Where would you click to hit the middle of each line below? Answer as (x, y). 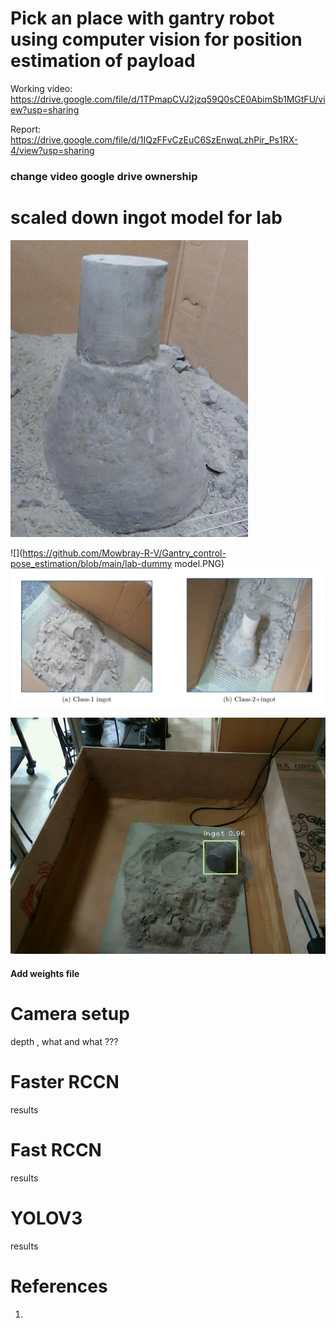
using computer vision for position (156, 39)
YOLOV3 (46, 1218)
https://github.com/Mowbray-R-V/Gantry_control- (124, 553)
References (59, 1286)
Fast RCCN (56, 1149)
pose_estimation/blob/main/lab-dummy (91, 563)
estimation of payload (103, 61)
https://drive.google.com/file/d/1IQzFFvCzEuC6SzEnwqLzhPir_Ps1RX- (154, 139)
